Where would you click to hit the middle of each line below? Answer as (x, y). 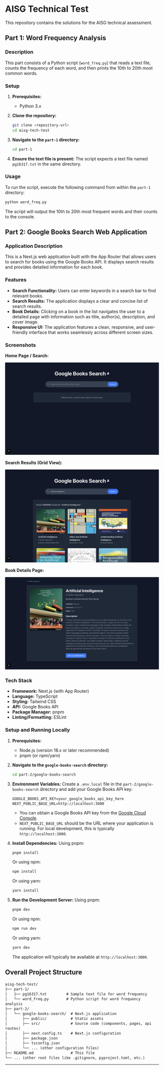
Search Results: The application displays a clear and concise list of (80, 301)
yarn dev (21, 947)
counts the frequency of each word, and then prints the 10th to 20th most (79, 68)
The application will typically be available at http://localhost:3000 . (80, 957)
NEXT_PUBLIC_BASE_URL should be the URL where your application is (86, 823)
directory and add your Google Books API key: (86, 789)
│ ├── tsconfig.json (32, 1043)
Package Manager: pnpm (38, 712)
